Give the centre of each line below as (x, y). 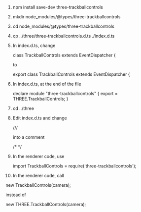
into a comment (29, 137)
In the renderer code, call (38, 176)
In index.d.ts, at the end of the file (47, 84)
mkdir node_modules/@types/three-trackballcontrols (67, 17)
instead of (16, 195)
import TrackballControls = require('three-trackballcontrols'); (74, 166)
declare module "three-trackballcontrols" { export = (65, 93)
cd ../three (23, 108)
